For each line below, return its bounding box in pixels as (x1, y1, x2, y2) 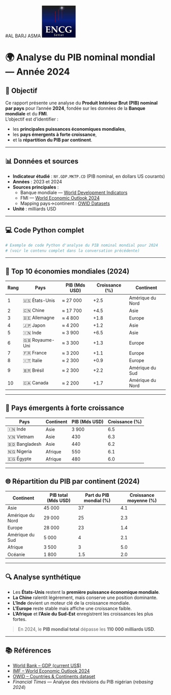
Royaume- (32, 337, 55, 343)
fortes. (12, 616, 27, 622)
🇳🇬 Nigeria (7, 448, 32, 454)
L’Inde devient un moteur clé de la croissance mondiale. (12, 600, 130, 606)
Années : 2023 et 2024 (12, 178, 63, 184)
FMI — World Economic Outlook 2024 (20, 195, 100, 201)
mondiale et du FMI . (5, 111, 48, 116)
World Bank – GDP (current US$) (12, 662, 81, 668)
